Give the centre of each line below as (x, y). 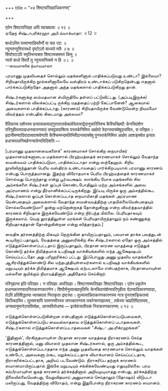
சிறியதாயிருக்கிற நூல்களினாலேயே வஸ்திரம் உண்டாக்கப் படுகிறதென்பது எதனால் (80, 81)
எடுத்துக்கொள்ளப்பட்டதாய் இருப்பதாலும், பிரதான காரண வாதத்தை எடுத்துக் (77, 245)
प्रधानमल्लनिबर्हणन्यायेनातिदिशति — (33, 141)
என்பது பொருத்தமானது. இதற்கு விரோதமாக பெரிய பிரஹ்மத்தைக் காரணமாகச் (80, 173)
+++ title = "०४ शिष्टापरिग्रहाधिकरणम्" (38, 8)
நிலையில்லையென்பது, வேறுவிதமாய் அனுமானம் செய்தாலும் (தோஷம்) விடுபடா (78, 377)
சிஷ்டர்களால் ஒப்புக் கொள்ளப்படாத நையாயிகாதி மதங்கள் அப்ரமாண (71, 196)
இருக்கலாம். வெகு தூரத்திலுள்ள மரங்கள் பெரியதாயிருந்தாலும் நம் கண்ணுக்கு (78, 219)
